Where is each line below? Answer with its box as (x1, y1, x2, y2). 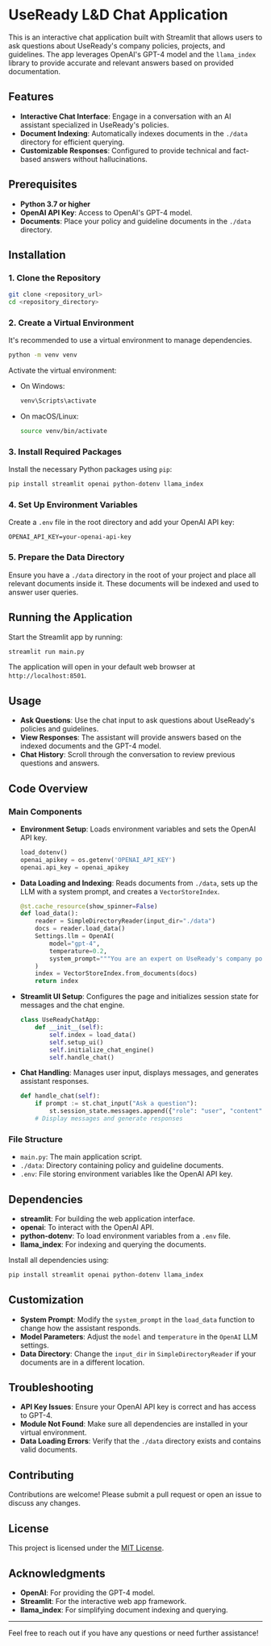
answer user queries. (8, 587, 79, 597)
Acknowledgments (8, 1566, 106, 1580)
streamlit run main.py (8, 648, 85, 656)
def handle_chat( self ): (19, 1092, 101, 1100)
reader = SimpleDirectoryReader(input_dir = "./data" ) (35, 917, 216, 925)
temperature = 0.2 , (49, 947, 107, 955)
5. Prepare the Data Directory (8, 552, 125, 563)
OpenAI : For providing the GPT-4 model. (19, 1587, 156, 1598)
